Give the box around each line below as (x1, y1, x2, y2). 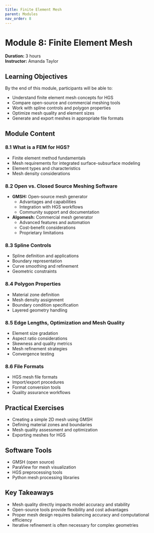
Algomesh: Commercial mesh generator (12, 214, 93, 220)
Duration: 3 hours (5, 53, 41, 59)
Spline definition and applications (12, 253, 79, 259)
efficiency (12, 517, 33, 523)
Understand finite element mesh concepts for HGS (12, 95, 114, 101)
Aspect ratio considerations (12, 336, 68, 341)
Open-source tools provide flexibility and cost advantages (12, 506, 129, 513)
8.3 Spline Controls (5, 242, 51, 249)
